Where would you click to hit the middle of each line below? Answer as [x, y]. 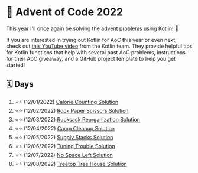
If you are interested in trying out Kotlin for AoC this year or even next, [92, 40]
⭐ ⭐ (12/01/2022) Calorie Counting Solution [66, 102]
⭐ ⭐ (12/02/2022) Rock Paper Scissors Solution [72, 110]
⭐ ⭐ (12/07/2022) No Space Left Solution [64, 155]
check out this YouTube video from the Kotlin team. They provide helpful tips [99, 46]
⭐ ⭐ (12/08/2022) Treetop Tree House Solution [71, 164]
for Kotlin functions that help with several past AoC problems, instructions [96, 52]
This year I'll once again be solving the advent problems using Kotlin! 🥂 [92, 28]
